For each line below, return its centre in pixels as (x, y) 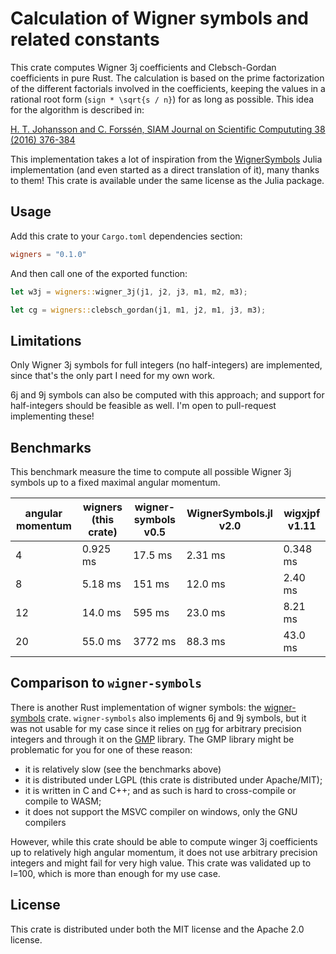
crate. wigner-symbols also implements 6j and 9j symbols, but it (177, 718)
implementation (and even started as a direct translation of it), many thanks (165, 169)
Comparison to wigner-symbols (106, 683)
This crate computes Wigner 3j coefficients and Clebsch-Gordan (143, 67)
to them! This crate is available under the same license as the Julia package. (167, 180)
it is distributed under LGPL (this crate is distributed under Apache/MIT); (173, 779)
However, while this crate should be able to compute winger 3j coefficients (164, 841)
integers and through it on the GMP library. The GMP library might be (152, 739)
